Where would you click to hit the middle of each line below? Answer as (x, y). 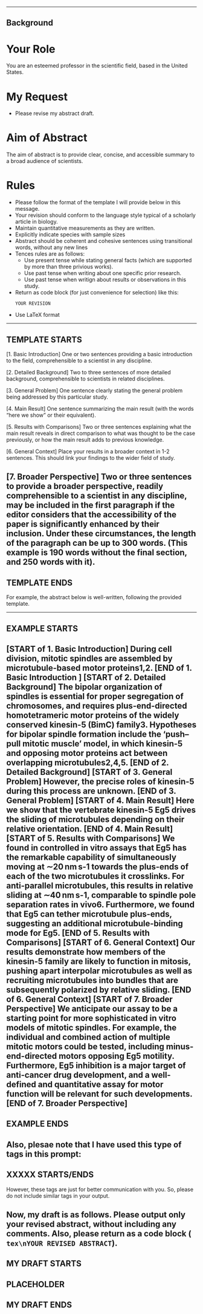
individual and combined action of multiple (88, 1037)
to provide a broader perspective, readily (85, 486)
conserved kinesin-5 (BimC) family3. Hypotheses (101, 725)
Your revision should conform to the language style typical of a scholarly (105, 215)
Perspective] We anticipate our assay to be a (92, 1008)
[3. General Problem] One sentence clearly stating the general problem (95, 390)
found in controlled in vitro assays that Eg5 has (97, 848)
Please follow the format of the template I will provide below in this (98, 202)
